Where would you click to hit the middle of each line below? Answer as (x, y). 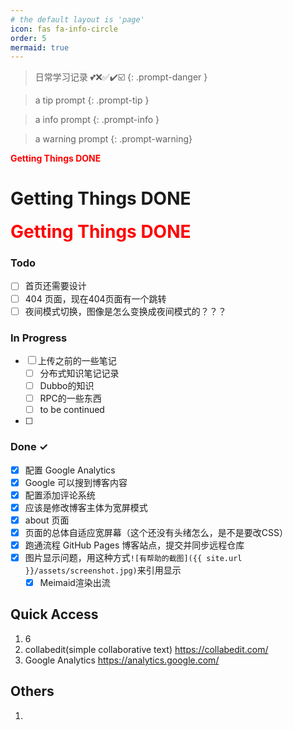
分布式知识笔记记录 (79, 373)
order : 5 (28, 38)
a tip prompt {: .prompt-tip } (92, 100)
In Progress (39, 338)
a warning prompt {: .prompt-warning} (113, 139)
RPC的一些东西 (70, 398)
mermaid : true (40, 47)
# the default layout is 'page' (77, 19)
